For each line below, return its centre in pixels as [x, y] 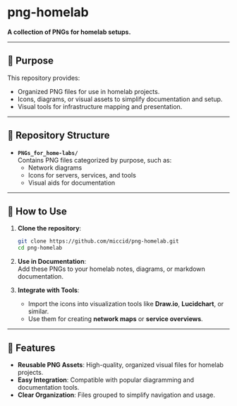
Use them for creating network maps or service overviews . [115, 319]
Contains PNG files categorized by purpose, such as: [95, 160]
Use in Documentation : [52, 262]
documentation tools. [48, 387]
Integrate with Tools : [48, 290]
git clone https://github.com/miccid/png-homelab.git [98, 241]
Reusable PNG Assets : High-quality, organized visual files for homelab [121, 364]
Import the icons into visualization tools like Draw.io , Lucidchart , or [126, 304]
